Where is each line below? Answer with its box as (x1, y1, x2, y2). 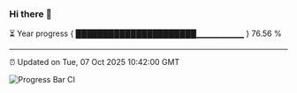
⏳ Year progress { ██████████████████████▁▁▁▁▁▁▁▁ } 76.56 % (9, 28, 282, 39)
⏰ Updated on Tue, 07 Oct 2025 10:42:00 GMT (9, 57, 180, 68)
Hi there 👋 (9, 8, 53, 20)
